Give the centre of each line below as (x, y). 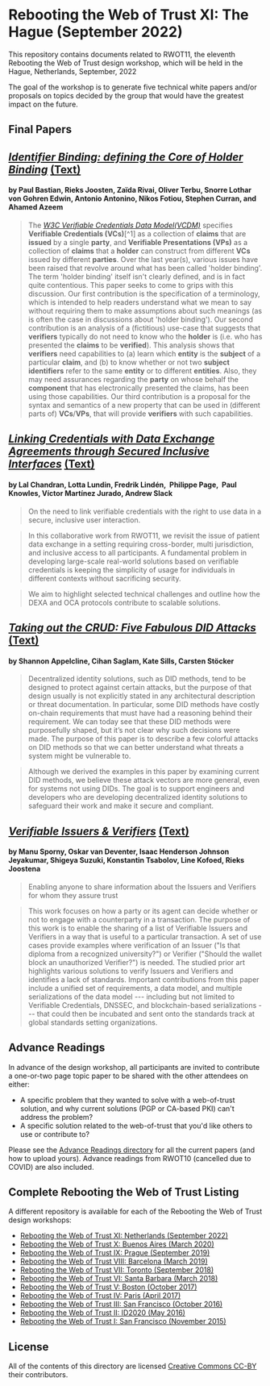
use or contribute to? (55, 1134)
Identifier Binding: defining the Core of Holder (126, 157)
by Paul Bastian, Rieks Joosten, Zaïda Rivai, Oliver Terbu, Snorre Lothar (130, 190)
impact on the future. (43, 104)
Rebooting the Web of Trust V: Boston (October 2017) (108, 1287)
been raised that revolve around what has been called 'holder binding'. (145, 268)
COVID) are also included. (51, 1167)
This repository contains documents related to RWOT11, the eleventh (122, 54)
